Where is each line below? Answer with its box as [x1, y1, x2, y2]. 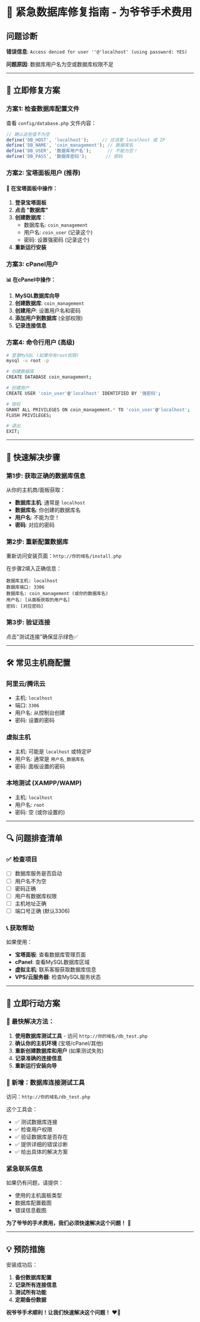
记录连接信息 [14, 322, 46, 329]
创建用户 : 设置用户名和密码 [14, 307, 81, 314]
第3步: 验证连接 [6, 618, 51, 627]
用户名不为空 [14, 877, 46, 884]
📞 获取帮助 [6, 924, 35, 932]
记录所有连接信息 [14, 1281, 57, 1289]
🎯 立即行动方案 [6, 998, 61, 1008]
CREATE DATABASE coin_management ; [6, 374, 92, 380]
